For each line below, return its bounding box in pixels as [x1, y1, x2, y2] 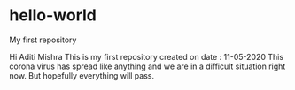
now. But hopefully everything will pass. [9, 70, 155, 80]
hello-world [9, 5, 97, 26]
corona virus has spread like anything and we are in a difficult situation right [9, 61, 286, 71]
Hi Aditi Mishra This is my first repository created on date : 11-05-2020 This [9, 51, 284, 62]
